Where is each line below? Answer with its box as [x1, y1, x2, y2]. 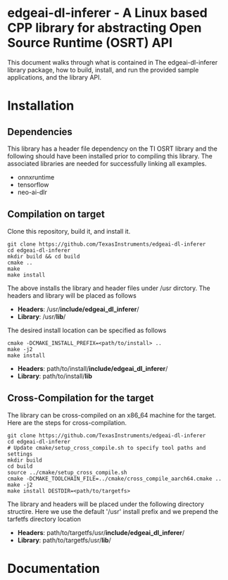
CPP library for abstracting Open [7, 20, 202, 36]
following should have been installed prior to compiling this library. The [7, 151, 213, 160]
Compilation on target [7, 208, 106, 220]
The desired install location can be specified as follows [7, 326, 167, 334]
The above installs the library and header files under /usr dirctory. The [7, 284, 210, 292]
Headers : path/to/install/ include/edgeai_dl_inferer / [17, 364, 168, 372]
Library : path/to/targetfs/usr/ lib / [17, 536, 111, 544]
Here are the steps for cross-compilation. [7, 418, 127, 427]
